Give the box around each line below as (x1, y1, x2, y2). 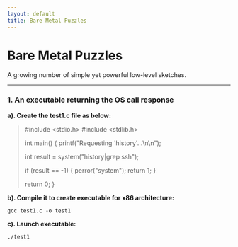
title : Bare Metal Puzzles (7, 17, 87, 24)
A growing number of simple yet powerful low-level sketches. (7, 71, 187, 79)
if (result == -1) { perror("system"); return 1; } (24, 166, 157, 174)
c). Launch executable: (7, 219, 76, 228)
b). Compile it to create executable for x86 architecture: (7, 193, 175, 202)
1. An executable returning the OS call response (7, 95, 174, 105)
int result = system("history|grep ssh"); (24, 152, 140, 161)
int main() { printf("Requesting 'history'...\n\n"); (24, 139, 161, 147)
